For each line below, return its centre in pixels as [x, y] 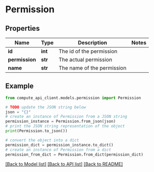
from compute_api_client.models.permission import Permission [73, 98]
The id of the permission [88, 51]
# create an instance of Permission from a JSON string [66, 117]
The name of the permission [93, 68]
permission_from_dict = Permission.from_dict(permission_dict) [74, 155]
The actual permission [85, 60]
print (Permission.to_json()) [36, 131]
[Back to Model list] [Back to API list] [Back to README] [64, 164]
